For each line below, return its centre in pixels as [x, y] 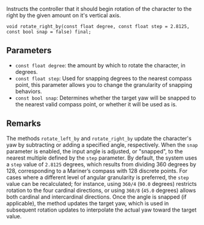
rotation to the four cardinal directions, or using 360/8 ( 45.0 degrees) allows [101, 190]
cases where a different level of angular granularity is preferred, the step [98, 177]
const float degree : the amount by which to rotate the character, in [100, 65]
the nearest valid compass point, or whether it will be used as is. [96, 104]
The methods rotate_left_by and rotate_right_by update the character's [99, 138]
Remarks [24, 124]
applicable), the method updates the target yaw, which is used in [88, 203]
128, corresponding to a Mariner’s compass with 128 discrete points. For [97, 171]
